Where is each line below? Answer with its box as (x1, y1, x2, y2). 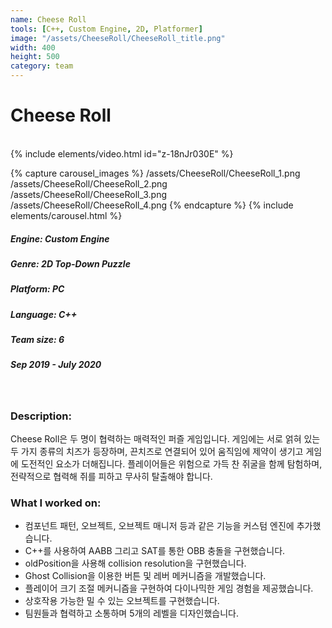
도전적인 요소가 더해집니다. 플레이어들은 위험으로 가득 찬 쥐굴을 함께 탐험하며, (20, 458, 323, 470)
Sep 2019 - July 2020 (10, 359, 102, 371)
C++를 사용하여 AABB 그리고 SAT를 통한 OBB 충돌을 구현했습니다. (24, 545, 286, 557)
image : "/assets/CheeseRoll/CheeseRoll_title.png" (10, 33, 226, 43)
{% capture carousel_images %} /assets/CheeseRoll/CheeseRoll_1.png (10, 167, 301, 179)
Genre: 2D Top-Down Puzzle (10, 257, 131, 270)
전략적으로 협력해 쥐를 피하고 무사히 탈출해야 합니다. (10, 471, 213, 483)
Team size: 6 (10, 334, 65, 346)
